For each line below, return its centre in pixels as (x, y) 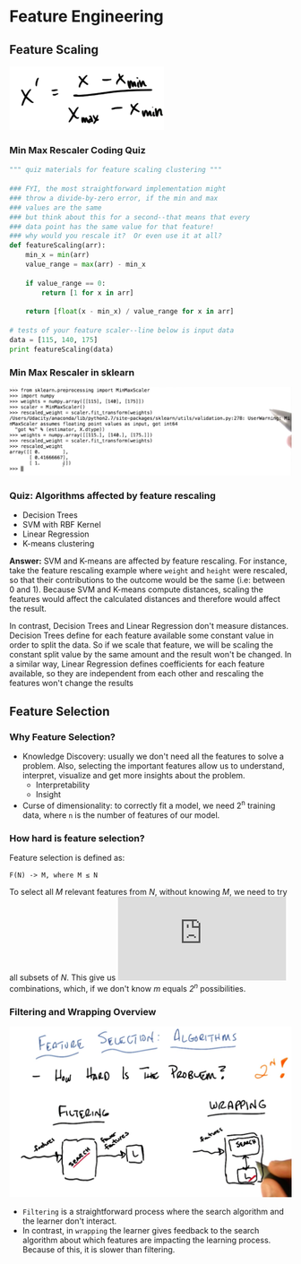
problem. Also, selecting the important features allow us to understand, (153, 766)
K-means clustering (58, 544)
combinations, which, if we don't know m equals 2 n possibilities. (128, 988)
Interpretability (63, 785)
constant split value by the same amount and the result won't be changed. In (150, 655)
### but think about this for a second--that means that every (130, 217)
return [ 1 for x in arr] (88, 293)
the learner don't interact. (69, 1221)
